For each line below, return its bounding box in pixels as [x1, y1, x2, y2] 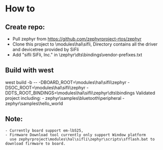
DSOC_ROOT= [5, 84, 35, 90]
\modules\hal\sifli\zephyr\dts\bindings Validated [56, 90, 156, 96]
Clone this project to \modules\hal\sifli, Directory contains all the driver [12, 41, 158, 47]
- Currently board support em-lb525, [5, 128, 84, 133]
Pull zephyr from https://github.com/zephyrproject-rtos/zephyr [12, 36, 142, 42]
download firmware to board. [5, 141, 66, 146]
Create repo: [5, 23, 45, 31]
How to [5, 3, 35, 14]
